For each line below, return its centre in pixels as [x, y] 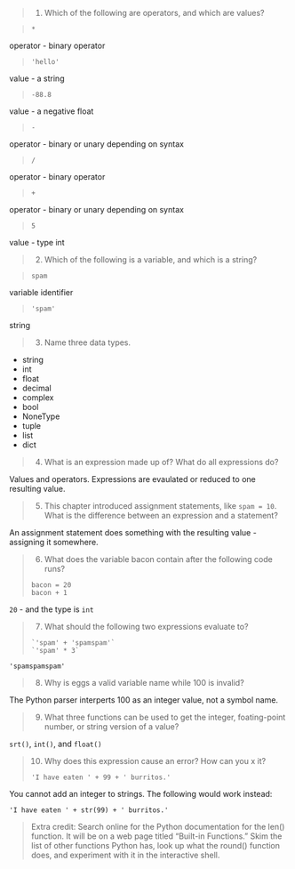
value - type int [37, 242]
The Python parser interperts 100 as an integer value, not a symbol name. [144, 700]
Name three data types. [88, 342]
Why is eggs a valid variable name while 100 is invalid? [144, 683]
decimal [36, 388]
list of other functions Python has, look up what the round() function [155, 845]
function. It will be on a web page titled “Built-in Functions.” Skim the [156, 836]
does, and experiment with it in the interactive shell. [125, 855]
